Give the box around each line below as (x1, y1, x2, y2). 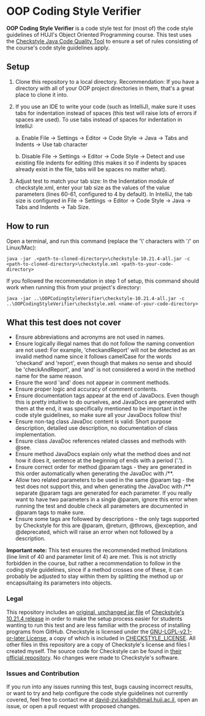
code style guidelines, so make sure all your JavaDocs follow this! (15, 412, 182, 419)
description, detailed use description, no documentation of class (15, 424, 178, 432)
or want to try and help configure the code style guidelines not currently (6, 689, 188, 696)
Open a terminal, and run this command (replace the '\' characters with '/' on (6, 237, 199, 245)
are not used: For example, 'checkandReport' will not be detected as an (15, 347, 196, 354)
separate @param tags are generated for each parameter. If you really (15, 489, 192, 496)
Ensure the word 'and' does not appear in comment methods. (15, 379, 170, 386)
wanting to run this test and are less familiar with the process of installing (6, 621, 191, 629)
